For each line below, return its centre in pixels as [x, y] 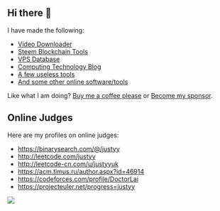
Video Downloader [45, 44]
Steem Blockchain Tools [53, 51]
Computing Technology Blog [59, 66]
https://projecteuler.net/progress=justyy [76, 186]
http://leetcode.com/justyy [56, 156]
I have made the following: [46, 30]
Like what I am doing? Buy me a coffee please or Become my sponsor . [110, 95]
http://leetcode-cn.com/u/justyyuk [68, 163]
